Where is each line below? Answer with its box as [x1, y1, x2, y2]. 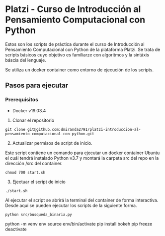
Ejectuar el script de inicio [12, 179, 66, 185]
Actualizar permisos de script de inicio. [12, 140, 93, 146]
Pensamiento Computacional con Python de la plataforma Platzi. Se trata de [5, 46, 161, 52]
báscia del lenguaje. [5, 57, 46, 63]
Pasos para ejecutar [5, 81, 69, 90]
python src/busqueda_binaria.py [5, 212, 72, 217]
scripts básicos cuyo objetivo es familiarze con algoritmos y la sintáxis [5, 51, 149, 58]
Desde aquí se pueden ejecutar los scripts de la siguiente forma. [5, 202, 137, 208]
